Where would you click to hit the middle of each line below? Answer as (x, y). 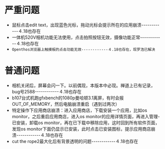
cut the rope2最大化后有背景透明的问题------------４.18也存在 (75, 141)
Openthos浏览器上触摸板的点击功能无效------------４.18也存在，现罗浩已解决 (83, 49)
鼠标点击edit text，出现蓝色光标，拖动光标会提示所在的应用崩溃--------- (85, 25)
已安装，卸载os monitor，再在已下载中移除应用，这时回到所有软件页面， (85, 123)
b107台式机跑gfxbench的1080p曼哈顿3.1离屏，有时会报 (68, 98)
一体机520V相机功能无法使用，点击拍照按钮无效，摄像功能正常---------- (86, 37)
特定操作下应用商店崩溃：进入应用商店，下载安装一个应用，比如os (79, 110)
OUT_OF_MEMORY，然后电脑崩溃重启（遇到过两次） (66, 104)
